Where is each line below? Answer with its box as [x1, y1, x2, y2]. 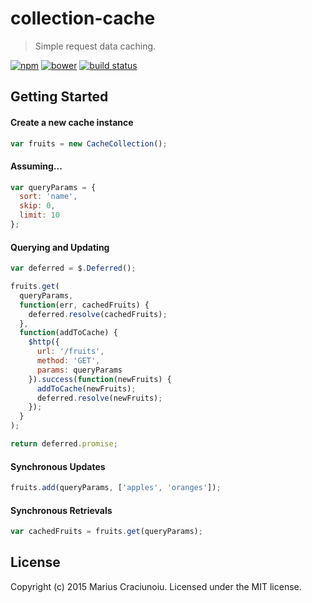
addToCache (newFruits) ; [36, 383, 137, 394]
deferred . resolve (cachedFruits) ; [28, 309, 168, 319]
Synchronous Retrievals [10, 504, 113, 516]
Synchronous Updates [10, 460, 106, 472]
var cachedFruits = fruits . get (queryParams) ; [10, 527, 203, 537]
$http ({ [28, 337, 60, 347]
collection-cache [10, 7, 156, 30]
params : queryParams [36, 365, 123, 375]
